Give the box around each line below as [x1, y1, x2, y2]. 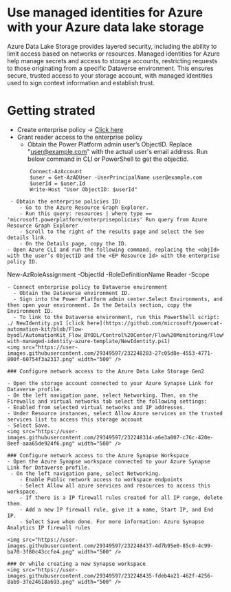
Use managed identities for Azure [7, 5, 203, 21]
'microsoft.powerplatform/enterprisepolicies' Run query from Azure [7, 216, 208, 223]
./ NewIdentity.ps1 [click [7, 320, 85, 327]
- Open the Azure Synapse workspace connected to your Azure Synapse [7, 458, 211, 465]
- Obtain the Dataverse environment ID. [13, 289, 131, 296]
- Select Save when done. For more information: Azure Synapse [19, 518, 205, 525]
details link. [7, 234, 48, 241]
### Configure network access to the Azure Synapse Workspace [7, 452, 189, 459]
